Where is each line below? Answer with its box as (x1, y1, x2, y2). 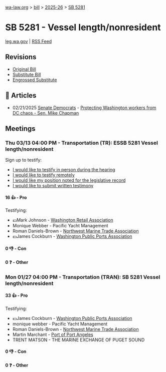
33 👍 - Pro (5, 292, 28, 298)
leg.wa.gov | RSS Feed (5, 38, 52, 44)
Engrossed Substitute (12, 77, 57, 83)
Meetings (5, 124, 36, 133)
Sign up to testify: (5, 157, 42, 163)
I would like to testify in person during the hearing (12, 167, 115, 173)
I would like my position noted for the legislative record (12, 177, 126, 183)
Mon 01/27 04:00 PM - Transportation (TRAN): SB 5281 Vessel (5, 273, 160, 280)
